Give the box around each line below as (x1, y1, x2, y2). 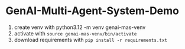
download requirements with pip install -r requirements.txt (14, 36, 168, 43)
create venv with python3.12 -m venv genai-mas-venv (14, 24, 146, 31)
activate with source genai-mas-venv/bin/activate (14, 30, 137, 37)
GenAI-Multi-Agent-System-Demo (5, 4, 180, 18)
